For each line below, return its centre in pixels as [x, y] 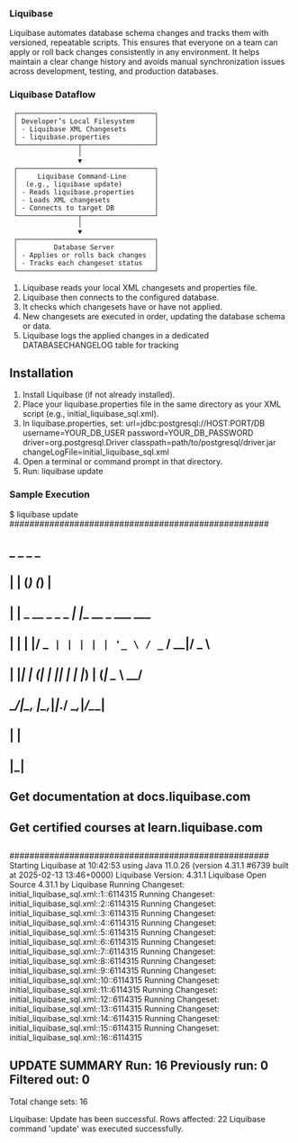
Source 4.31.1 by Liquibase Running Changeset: [97, 884]
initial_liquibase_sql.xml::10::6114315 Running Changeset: [115, 980]
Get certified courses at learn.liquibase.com [136, 828]
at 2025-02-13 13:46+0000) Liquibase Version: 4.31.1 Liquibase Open [138, 875]
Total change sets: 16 [49, 1102]
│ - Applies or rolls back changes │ [86, 255]
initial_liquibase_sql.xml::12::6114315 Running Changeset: [114, 999]
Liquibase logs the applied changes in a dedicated [116, 335]
